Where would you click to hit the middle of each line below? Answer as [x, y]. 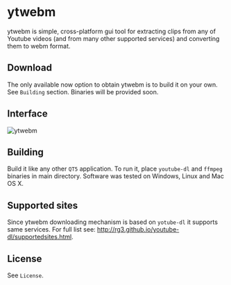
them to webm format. [39, 46]
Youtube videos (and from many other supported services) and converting [113, 38]
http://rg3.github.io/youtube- [138, 230]
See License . [25, 275]
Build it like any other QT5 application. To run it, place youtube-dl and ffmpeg [115, 169]
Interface [27, 114]
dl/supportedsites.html [40, 237]
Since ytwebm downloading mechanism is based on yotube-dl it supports [113, 222]
